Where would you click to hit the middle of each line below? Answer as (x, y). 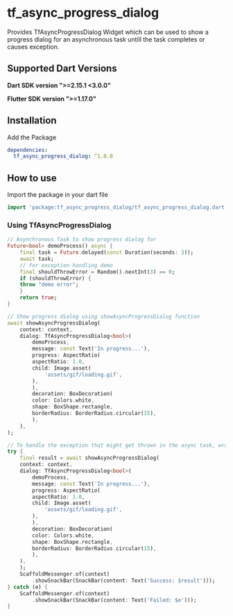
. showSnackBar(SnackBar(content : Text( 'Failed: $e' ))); (114, 600)
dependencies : (28, 150)
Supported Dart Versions (62, 68)
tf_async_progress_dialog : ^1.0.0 (63, 156)
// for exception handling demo (66, 265)
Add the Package (32, 137)
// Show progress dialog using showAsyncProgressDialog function (103, 316)
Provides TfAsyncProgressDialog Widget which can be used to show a (108, 32)
